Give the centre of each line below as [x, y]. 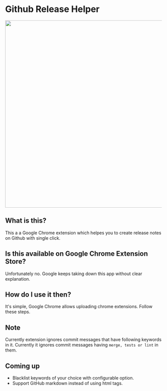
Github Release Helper [52, 9]
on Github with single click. [33, 238]
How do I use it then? [38, 294]
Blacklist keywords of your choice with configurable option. [73, 378]
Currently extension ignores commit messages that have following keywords [83, 340]
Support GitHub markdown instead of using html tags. [68, 383]
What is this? [26, 221]
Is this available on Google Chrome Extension [77, 254]
